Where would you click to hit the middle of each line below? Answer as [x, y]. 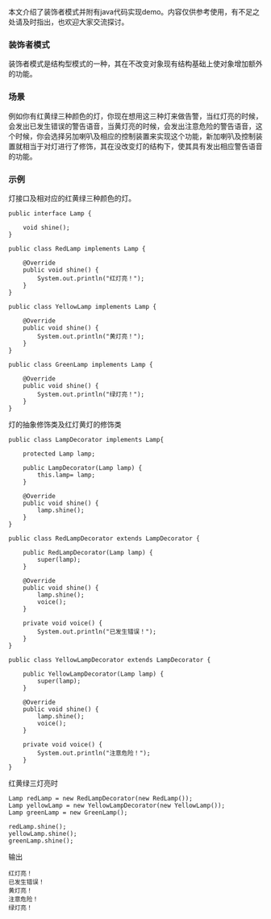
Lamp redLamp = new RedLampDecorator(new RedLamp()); [101, 798]
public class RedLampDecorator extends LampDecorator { [104, 539]
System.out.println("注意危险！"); [94, 753]
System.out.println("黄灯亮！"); [91, 336]
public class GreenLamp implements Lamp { [81, 364]
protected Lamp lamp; [59, 454]
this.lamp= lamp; [66, 475]
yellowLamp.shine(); [43, 834]
